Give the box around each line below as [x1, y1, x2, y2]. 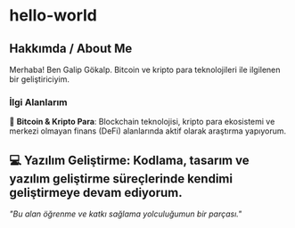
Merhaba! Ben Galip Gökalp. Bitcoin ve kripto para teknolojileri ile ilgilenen [9, 64, 281, 75]
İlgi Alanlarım [9, 95, 69, 108]
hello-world [9, 5, 98, 26]
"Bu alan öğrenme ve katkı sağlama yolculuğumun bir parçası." [9, 208, 242, 219]
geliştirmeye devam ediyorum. [9, 184, 183, 200]
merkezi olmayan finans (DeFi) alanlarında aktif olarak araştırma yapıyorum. [9, 126, 287, 136]
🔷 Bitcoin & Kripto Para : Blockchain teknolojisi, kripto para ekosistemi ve [9, 117, 275, 127]
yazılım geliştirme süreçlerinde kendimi [9, 171, 234, 186]
